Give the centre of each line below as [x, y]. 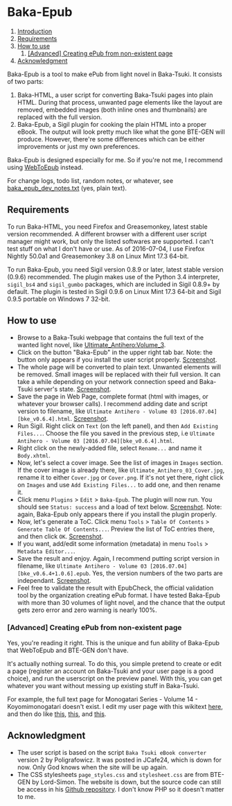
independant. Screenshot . [54, 580]
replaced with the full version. [60, 117]
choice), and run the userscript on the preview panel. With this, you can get [115, 678]
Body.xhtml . [34, 455]
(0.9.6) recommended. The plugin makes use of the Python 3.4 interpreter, [114, 277]
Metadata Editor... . [46, 551]
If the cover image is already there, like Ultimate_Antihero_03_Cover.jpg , [121, 470]
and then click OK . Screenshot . [60, 536]
